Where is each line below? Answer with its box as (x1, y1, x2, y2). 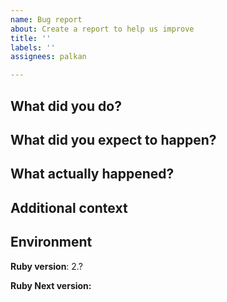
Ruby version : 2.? (10, 260, 83, 272)
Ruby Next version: (10, 279, 92, 291)
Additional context (10, 199, 128, 216)
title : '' (10, 33, 52, 43)
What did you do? (10, 97, 122, 115)
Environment (10, 234, 93, 251)
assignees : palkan (10, 52, 87, 62)
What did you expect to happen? (10, 131, 217, 148)
